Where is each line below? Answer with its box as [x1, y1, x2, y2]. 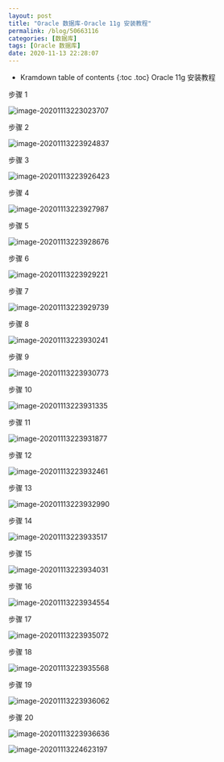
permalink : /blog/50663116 [8, 27, 99, 35]
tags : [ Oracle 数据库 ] [8, 42, 81, 50]
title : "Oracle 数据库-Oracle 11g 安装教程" [8, 19, 151, 27]
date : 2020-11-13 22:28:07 [8, 49, 99, 57]
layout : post [8, 11, 52, 20]
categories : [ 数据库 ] [8, 34, 77, 43]
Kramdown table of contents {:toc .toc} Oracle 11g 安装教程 [19, 73, 216, 82]
